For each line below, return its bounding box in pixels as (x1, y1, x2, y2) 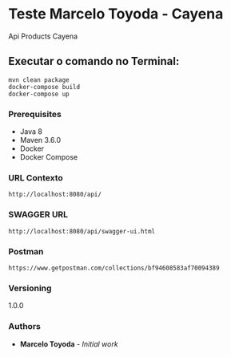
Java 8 (19, 127, 42, 136)
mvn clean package (8, 75, 70, 84)
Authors (8, 321, 42, 332)
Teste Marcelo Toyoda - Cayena (8, 5, 224, 23)
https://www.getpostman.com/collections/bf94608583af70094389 (8, 264, 220, 272)
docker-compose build (8, 83, 81, 91)
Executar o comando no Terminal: (8, 55, 180, 68)
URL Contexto (8, 172, 63, 183)
